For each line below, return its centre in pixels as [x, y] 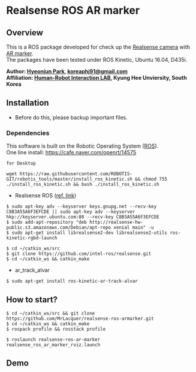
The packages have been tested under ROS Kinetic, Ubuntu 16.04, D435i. [97, 60]
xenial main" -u [134, 228]
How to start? [32, 300]
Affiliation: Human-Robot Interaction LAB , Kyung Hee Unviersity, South [97, 78]
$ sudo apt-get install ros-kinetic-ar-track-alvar [72, 281]
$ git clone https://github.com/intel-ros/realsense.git [79, 254]
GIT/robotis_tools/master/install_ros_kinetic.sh [70, 179]
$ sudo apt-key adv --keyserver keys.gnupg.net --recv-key [82, 207]
